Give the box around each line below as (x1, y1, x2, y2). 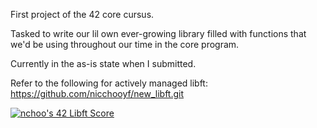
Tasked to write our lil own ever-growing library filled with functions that (10, 28, 307, 39)
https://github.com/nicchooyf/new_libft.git (10, 88, 185, 99)
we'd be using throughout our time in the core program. (10, 39, 240, 50)
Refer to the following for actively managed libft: (10, 77, 208, 89)
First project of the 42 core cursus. (10, 9, 155, 20)
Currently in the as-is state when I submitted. (10, 58, 197, 69)
